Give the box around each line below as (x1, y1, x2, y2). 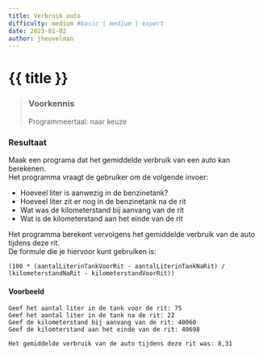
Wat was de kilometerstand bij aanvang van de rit (19, 206, 184, 215)
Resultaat (8, 137, 47, 148)
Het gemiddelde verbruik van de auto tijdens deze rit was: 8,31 (8, 340, 232, 348)
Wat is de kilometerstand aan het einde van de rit (19, 214, 183, 223)
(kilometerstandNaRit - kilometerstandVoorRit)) (8, 269, 175, 278)
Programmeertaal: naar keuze (27, 117, 127, 126)
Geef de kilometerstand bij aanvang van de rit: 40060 (8, 319, 197, 327)
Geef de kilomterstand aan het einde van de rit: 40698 (8, 325, 200, 334)
